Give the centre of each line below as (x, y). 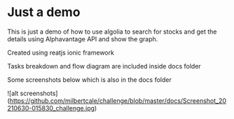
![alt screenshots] (33, 93)
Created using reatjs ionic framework (61, 52)
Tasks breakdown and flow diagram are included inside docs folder (104, 66)
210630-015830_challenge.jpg (51, 108)
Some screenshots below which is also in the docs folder (89, 79)
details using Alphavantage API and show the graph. (83, 38)
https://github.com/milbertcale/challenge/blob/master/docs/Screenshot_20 (118, 100)
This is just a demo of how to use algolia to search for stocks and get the (112, 31)
